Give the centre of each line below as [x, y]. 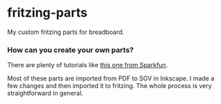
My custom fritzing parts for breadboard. [66, 32]
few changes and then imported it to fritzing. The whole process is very [109, 86]
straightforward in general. [45, 93]
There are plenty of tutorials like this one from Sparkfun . [88, 65]
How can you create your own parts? [71, 50]
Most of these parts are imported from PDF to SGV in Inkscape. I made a [111, 78]
